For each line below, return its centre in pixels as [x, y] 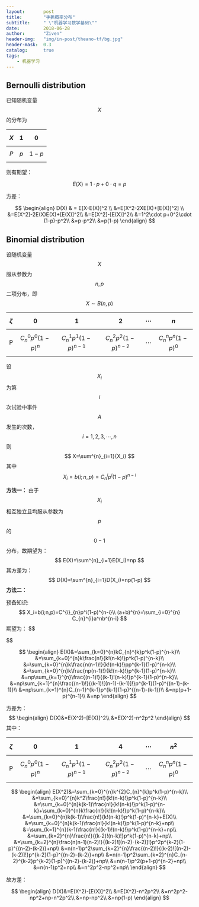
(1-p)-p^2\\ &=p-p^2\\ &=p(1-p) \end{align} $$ [99, 221]
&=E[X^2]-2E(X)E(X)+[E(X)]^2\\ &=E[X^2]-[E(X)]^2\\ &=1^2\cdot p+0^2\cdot [99, 215]
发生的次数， [22, 427]
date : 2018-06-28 [38, 28]
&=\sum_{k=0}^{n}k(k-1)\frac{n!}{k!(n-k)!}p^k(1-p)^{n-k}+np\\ [99, 823]
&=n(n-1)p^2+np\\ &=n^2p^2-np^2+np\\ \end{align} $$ [99, 867]
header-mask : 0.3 [29, 45]
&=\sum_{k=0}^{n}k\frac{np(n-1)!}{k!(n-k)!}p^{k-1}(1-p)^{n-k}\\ [99, 671]
